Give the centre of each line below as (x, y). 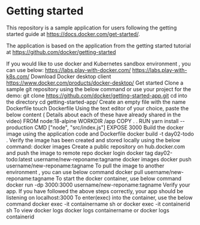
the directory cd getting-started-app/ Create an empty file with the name (96, 102)
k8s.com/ (18, 76)
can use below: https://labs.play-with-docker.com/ (69, 70)
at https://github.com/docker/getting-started (61, 52)
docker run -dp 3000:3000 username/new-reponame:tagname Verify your (98, 185)
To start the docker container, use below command (119, 178)
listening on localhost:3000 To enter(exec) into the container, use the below (99, 197)
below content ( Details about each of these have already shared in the (94, 115)
